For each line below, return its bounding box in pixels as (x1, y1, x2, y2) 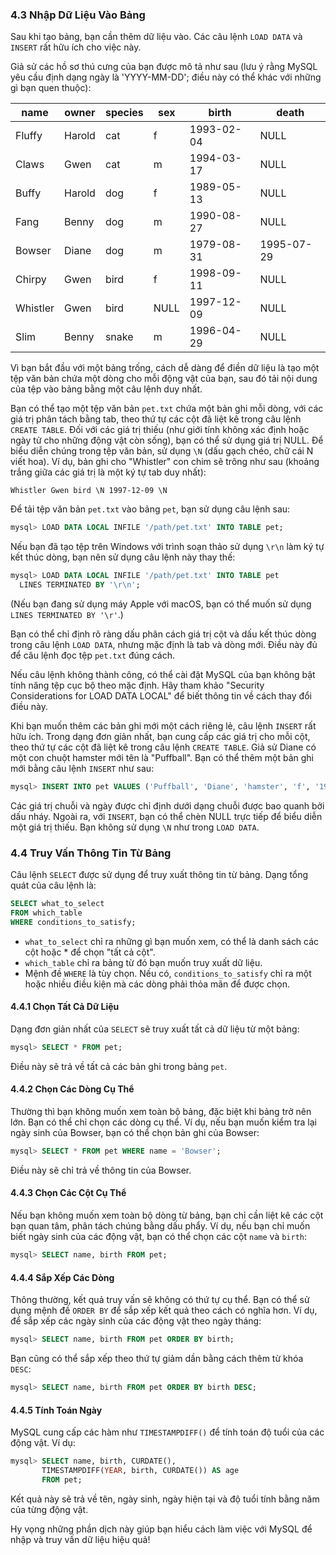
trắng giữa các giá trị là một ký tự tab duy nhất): (10, 466, 207, 478)
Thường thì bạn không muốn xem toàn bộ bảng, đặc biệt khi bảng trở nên (10, 1106, 312, 1117)
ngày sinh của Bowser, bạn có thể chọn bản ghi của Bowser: (10, 1127, 260, 1138)
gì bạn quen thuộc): (10, 82, 92, 94)
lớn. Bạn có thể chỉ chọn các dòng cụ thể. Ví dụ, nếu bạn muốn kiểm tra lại (10, 1116, 317, 1128)
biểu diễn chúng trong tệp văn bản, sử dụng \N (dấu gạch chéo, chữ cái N (10, 445, 314, 457)
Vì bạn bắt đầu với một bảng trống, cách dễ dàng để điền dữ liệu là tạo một (10, 362, 320, 374)
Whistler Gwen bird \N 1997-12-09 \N (10, 486, 168, 496)
